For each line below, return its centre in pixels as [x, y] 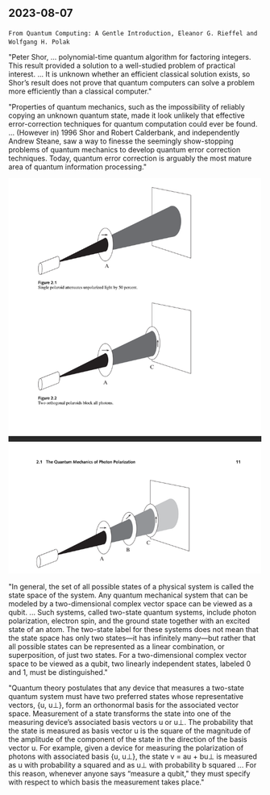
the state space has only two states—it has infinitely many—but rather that [132, 638]
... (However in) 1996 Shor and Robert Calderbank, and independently [124, 132]
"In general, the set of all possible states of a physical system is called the [131, 586]
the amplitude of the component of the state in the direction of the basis [128, 739]
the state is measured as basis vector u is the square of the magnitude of [130, 730]
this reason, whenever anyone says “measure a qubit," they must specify [129, 773]
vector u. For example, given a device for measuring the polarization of [126, 747]
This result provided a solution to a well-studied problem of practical [122, 65]
